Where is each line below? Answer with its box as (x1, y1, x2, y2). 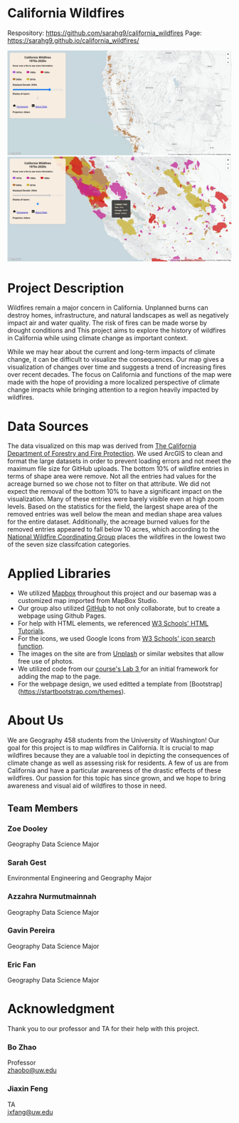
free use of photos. (17, 657, 75, 666)
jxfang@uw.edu (7, 1107, 53, 1116)
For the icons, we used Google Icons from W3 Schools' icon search (17, 634, 216, 643)
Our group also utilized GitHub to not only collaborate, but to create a (17, 604, 221, 613)
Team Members (7, 802, 78, 814)
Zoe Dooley (7, 823, 48, 833)
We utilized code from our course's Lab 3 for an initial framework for (17, 665, 218, 674)
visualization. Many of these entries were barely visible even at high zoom (7, 494, 224, 504)
